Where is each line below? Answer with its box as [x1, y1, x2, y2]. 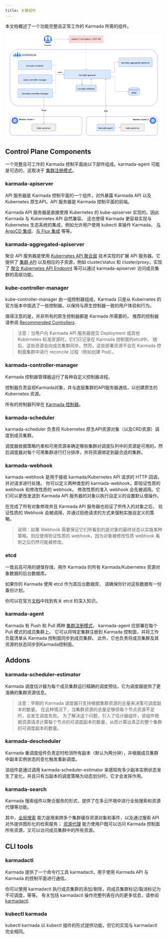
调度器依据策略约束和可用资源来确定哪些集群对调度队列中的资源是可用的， [5, 443, 158, 449]
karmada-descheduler [5, 738, 61, 745]
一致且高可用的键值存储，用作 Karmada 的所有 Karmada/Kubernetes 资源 [5, 564, 156, 570]
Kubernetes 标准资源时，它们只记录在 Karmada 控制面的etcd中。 [17, 336, 151, 342]
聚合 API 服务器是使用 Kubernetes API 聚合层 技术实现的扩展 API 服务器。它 [5, 253, 161, 259]
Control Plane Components [5, 148, 91, 156]
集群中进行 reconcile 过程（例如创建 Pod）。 [26, 349, 116, 355]
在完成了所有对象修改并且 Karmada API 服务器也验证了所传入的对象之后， [5, 504, 157, 510]
